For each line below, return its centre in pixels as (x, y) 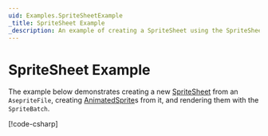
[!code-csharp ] (33, 124)
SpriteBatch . (29, 109)
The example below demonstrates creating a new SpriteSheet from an (123, 91)
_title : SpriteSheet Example (57, 23)
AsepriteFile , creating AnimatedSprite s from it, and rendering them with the (134, 100)
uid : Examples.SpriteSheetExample (66, 16)
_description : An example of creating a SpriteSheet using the (116, 30)
